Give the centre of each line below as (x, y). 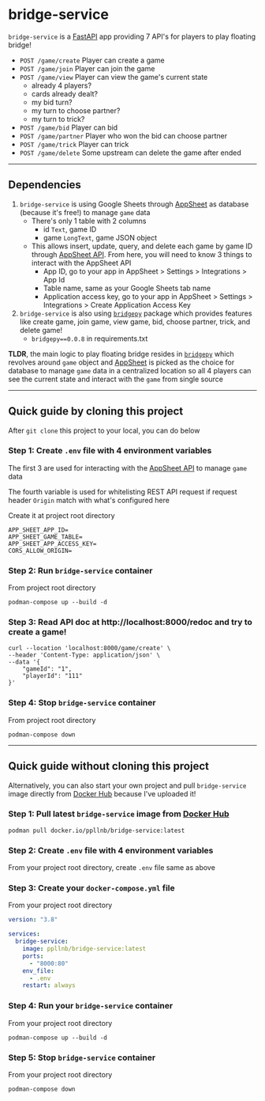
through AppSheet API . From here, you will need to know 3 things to (142, 254)
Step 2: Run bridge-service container (80, 570)
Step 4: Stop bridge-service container (82, 703)
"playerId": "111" (52, 676)
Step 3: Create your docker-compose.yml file (91, 888)
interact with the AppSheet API (81, 263)
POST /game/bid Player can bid (69, 127)
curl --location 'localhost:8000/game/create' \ (90, 649)
